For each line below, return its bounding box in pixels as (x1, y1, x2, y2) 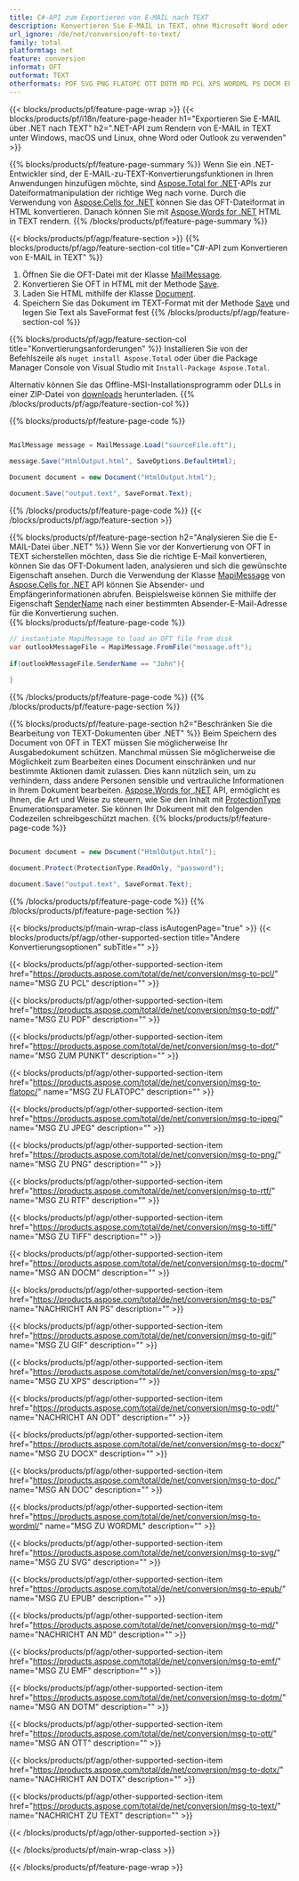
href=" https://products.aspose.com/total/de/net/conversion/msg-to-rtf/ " (9, 1185, 276, 1196)
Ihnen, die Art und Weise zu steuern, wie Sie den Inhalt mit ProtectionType (9, 794, 281, 805)
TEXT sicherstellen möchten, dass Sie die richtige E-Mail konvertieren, (9, 551, 268, 561)
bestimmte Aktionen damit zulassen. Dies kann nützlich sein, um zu (9, 766, 256, 777)
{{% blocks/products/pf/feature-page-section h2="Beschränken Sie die (9, 719, 273, 729)
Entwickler (9, 168, 48, 179)
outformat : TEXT (9, 71, 69, 80)
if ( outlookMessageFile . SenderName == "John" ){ (9, 659, 185, 668)
